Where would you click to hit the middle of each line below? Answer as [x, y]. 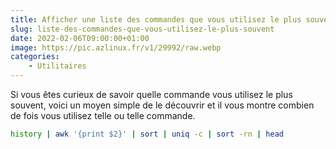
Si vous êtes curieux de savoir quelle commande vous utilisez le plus [151, 94]
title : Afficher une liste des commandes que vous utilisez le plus [156, 19]
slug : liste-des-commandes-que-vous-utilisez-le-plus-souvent [142, 29]
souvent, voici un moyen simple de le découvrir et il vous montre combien [162, 105]
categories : [35, 57]
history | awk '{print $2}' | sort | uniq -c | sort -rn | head [147, 134]
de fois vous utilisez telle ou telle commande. [103, 115]
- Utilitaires [57, 66]
